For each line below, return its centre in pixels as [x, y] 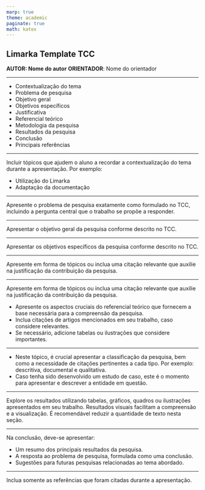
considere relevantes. [42, 326]
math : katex [21, 29]
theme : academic [27, 18]
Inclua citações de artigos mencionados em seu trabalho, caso [94, 320]
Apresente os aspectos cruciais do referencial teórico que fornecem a [103, 307]
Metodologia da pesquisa [47, 126]
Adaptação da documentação [52, 187]
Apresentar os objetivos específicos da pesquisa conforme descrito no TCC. [103, 247]
